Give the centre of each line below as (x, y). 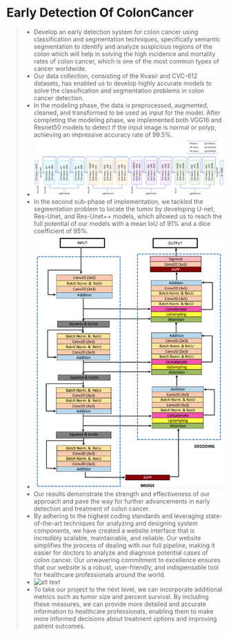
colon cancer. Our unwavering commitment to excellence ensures (127, 560)
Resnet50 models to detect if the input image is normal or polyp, (125, 127)
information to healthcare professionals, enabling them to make (123, 611)
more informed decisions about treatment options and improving (125, 618)
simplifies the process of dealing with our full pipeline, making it (124, 545)
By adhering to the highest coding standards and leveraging (119, 515)
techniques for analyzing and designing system (131, 523)
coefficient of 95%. (61, 231)
